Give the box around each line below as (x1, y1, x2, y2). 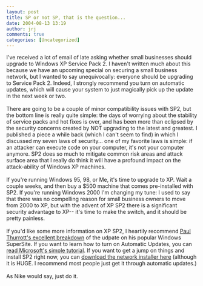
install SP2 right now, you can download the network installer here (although (6, 253, 197, 261)
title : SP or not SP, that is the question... (6, 15, 126, 21)
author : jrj (6, 25, 36, 32)
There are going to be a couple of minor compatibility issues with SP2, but (6, 105, 191, 112)
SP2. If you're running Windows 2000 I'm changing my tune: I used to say (6, 189, 191, 196)
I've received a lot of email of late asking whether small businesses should (6, 54, 192, 61)
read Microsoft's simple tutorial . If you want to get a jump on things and (6, 247, 185, 254)
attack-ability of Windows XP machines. (6, 163, 106, 170)
